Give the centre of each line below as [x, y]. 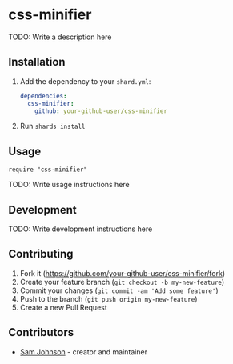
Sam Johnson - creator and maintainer [84, 352]
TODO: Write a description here [60, 37]
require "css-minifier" [48, 170]
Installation [37, 62]
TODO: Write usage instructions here [69, 185]
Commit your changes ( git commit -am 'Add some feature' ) [119, 290]
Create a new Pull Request [64, 307]
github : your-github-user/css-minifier [101, 111]
